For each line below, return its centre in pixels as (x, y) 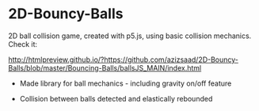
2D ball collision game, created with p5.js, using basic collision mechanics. (130, 36)
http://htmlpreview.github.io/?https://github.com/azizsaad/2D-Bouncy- (124, 59)
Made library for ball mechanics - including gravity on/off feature (126, 83)
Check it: (23, 44)
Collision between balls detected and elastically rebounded (116, 98)
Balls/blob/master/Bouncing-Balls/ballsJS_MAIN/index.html (105, 67)
